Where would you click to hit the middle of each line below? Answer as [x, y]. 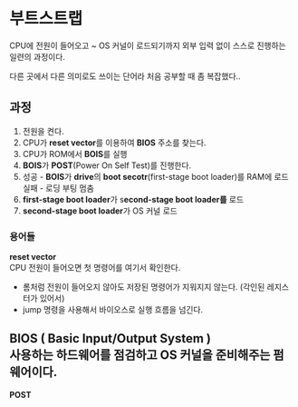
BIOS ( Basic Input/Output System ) [110, 338]
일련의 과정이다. [38, 56]
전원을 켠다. [43, 131]
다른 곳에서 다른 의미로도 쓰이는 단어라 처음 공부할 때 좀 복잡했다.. [125, 76]
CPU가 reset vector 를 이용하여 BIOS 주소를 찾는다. [114, 143]
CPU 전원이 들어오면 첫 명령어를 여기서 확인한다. [95, 268]
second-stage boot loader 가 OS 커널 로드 [100, 211]
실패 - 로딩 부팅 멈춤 [58, 188]
